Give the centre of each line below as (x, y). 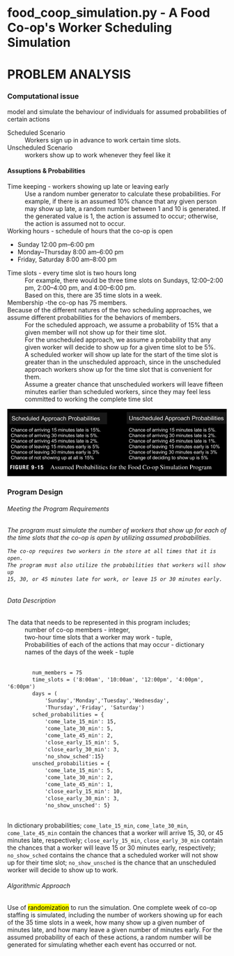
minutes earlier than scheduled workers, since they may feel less (118, 391)
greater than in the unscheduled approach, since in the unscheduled (123, 362)
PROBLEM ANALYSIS (69, 74)
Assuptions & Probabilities (46, 171)
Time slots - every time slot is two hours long (72, 273)
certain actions (29, 119)
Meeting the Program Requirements (58, 509)
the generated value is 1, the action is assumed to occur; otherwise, (122, 216)
